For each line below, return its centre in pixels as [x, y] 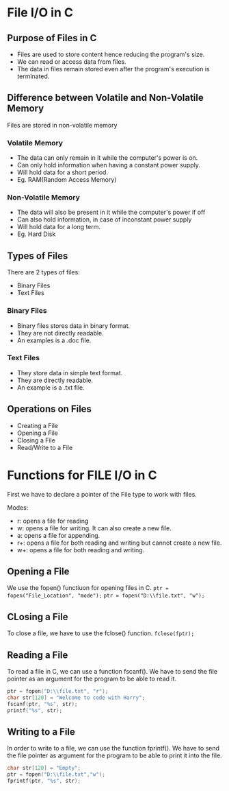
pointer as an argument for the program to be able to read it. [92, 678]
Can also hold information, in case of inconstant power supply [104, 220]
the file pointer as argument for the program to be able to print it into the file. [114, 755]
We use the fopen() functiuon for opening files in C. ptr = [88, 588]
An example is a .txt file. [51, 387]
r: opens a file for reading [53, 521]
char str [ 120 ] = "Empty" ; [44, 768]
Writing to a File [41, 732]
